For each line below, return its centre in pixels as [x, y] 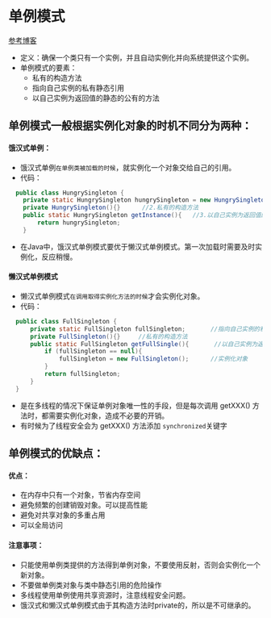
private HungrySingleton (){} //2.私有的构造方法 [111, 208]
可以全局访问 [41, 525]
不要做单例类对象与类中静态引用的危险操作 [91, 585]
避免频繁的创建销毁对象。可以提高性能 [83, 505]
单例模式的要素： [48, 67]
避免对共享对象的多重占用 [63, 515]
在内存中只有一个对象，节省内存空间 [80, 495]
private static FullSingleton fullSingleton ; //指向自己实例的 [145, 329]
